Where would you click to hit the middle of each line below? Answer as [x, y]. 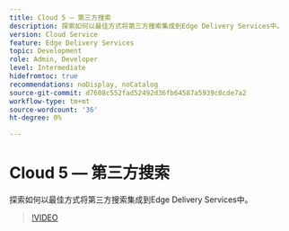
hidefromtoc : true [44, 76]
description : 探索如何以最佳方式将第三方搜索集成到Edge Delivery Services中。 [147, 26]
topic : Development [46, 51]
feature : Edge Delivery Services [72, 43]
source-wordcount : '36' [54, 110]
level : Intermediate [48, 68]
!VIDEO [44, 218]
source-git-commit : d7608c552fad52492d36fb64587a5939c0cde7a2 [128, 93]
